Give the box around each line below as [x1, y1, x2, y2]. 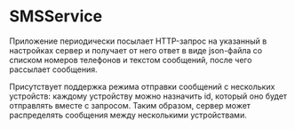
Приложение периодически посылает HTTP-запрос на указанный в [9, 36, 267, 46]
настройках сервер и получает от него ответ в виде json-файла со [9, 44, 263, 55]
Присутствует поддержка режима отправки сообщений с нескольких [9, 81, 275, 92]
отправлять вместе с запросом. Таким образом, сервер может [9, 100, 251, 110]
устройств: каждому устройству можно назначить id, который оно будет [9, 91, 287, 101]
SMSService [9, 6, 103, 27]
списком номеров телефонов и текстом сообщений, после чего [9, 54, 252, 65]
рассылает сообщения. [9, 64, 98, 75]
